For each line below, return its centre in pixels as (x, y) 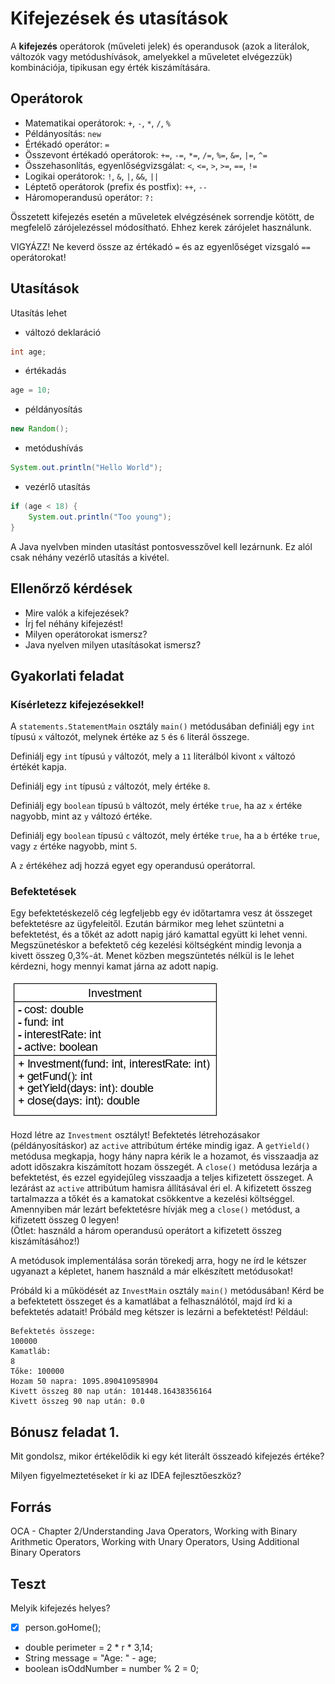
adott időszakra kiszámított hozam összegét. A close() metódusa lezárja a (164, 1167)
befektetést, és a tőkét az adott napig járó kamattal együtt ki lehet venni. (159, 934)
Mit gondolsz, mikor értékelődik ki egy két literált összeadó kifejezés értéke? (167, 1456)
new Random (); (40, 429)
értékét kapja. (38, 767)
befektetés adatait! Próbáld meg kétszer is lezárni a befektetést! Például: (159, 1312)
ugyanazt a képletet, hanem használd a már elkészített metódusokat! (152, 1271)
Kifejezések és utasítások (119, 18)
